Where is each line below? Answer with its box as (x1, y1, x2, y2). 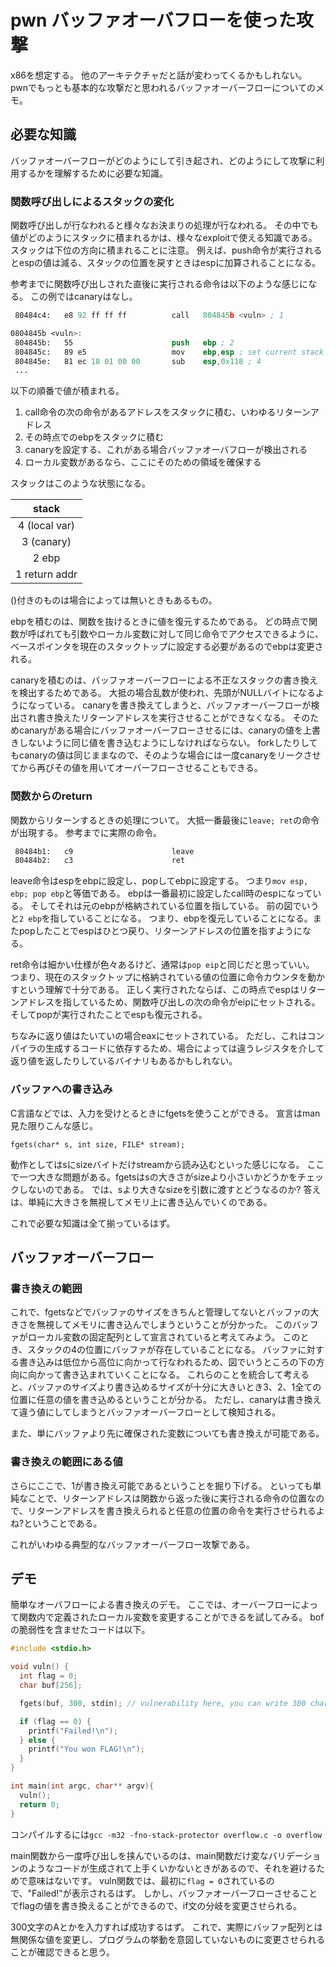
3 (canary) (21, 535, 72, 549)
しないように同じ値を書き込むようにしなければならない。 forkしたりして (18, 737, 318, 749)
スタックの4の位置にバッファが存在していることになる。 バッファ (27, 1344, 298, 1356)
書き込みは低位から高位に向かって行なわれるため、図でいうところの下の (18, 1356, 317, 1368)
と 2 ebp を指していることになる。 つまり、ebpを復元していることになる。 (10, 912, 313, 925)
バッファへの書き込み (10, 1082, 113, 1096)
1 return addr (15, 567, 78, 581)
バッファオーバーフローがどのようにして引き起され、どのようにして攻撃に (10, 154, 317, 166)
